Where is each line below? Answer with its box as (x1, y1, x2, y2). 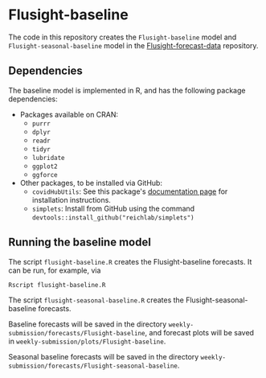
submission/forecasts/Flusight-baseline (8, 329, 146, 337)
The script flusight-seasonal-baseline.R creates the (8, 295, 185, 305)
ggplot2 (31, 162, 58, 171)
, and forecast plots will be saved (145, 327, 255, 337)
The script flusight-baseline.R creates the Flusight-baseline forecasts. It (8, 257, 252, 266)
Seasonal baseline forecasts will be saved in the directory (8, 351, 199, 361)
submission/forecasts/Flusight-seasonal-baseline (8, 362, 178, 370)
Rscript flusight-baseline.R (8, 281, 106, 289)
